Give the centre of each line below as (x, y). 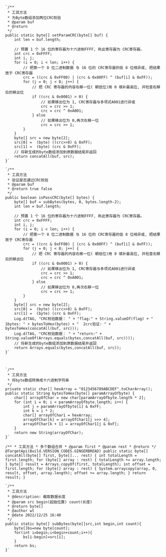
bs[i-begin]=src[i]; (44, 537)
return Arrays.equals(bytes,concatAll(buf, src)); (68, 348)
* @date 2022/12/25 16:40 (34, 515)
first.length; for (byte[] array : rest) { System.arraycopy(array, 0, (81, 469)
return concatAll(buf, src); (44, 156)
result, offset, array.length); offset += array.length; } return (76, 473)
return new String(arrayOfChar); (49, 433)
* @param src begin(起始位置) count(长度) (50, 502)
